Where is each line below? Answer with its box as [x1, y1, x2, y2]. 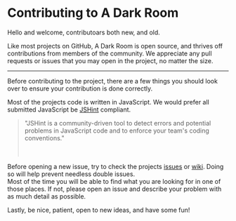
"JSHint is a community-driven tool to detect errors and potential [24, 119, 211, 127]
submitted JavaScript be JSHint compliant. [7, 105, 131, 114]
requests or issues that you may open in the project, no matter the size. [7, 56, 214, 65]
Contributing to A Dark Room [7, 5, 179, 21]
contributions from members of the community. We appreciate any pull [7, 49, 212, 58]
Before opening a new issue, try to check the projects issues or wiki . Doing [7, 162, 224, 170]
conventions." [24, 133, 65, 142]
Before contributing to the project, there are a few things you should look [7, 76, 218, 85]
